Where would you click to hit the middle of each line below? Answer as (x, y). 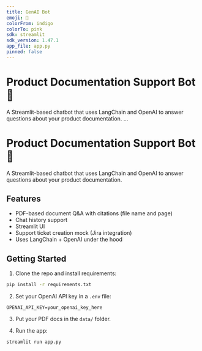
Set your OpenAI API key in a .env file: (63, 297)
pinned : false (24, 52)
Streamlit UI (30, 226)
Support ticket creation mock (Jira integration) (73, 233)
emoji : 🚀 (17, 18)
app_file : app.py (28, 46)
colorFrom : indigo (30, 23)
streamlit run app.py (34, 342)
